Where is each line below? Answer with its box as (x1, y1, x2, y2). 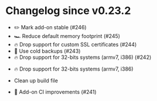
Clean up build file (13, 77, 58, 84)
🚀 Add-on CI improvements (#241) (13, 88, 97, 95)
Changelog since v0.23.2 (5, 4, 131, 18)
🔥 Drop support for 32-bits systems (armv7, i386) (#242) (13, 54, 152, 61)
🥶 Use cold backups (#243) (13, 47, 81, 54)
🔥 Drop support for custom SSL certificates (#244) (13, 41, 137, 48)
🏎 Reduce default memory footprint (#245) (13, 32, 121, 39)
